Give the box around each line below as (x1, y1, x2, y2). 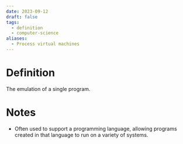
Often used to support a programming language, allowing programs (14, 125, 177, 132)
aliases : (6, 36, 27, 41)
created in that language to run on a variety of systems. (14, 131, 149, 138)
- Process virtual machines (11, 41, 80, 47)
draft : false (6, 14, 38, 20)
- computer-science (11, 30, 59, 36)
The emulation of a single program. (6, 85, 91, 92)
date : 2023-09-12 (6, 8, 49, 15)
